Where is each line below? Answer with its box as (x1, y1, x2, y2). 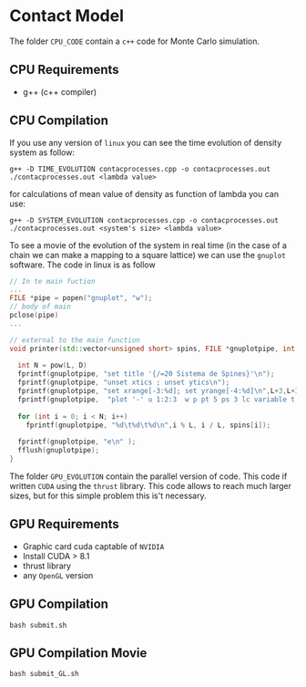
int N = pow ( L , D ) (17, 361, 88, 370)
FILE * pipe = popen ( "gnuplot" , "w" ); (9, 294, 153, 303)
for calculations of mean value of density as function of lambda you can (9, 188, 280, 199)
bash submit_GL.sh (9, 670, 79, 679)
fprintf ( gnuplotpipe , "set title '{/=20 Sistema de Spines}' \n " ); (17, 370, 275, 379)
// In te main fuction (9, 276, 96, 286)
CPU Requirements (9, 62, 120, 78)
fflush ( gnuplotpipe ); (17, 446, 100, 455)
